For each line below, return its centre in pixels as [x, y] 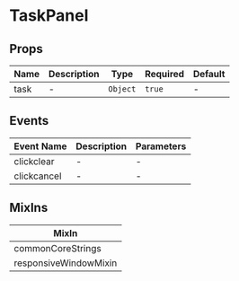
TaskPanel [49, 16]
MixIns [29, 208]
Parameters [161, 146]
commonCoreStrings [58, 248]
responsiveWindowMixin [66, 263]
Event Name [40, 146]
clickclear [34, 161]
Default [209, 74]
